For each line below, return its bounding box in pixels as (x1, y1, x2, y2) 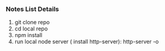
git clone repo (14, 19, 50, 26)
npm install (14, 32, 43, 39)
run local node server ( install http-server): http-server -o (14, 38, 159, 46)
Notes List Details (5, 5, 59, 13)
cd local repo (14, 25, 48, 32)
